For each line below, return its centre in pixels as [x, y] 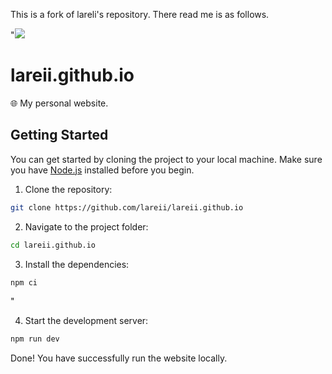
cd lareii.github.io [53, 245]
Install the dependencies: [77, 264]
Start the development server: [86, 321]
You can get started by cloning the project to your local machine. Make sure [166, 159]
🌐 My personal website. [59, 103]
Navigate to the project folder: [86, 226]
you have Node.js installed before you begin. [102, 170]
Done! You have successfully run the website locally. [119, 358]
